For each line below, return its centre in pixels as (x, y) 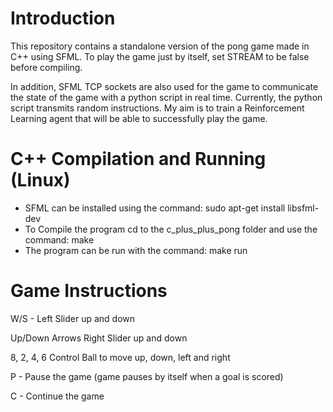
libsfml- (303, 208)
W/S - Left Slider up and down (73, 318)
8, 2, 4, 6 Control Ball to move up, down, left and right (120, 357)
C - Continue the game (57, 396)
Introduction (63, 18)
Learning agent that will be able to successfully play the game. (139, 118)
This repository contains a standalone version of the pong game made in (160, 46)
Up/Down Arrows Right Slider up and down (99, 338)
